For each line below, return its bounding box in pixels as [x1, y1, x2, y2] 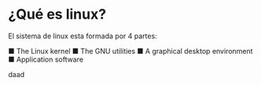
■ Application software [8, 55, 84, 64]
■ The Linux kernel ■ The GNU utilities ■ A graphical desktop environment [8, 46, 253, 55]
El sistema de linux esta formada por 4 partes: [8, 31, 157, 41]
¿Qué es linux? [8, 5, 107, 23]
